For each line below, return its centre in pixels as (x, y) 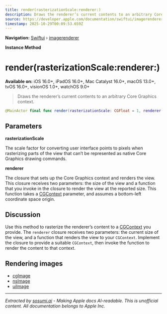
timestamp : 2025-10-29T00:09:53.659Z (44, 24)
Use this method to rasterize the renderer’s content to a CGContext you (78, 227)
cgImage (21, 276)
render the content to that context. (40, 248)
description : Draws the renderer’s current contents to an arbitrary (79, 14)
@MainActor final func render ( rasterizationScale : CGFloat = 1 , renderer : (84, 111)
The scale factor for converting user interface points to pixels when (74, 148)
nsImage (21, 281)
